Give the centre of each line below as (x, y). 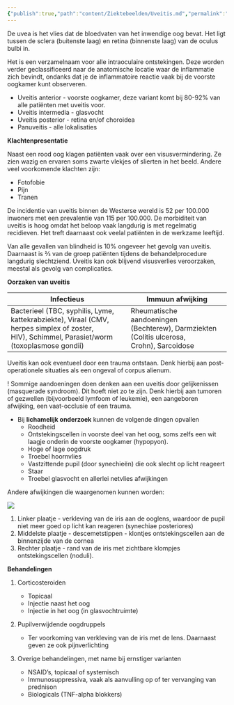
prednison (42, 687)
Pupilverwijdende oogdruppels (61, 624)
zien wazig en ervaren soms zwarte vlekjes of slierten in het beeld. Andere (114, 161)
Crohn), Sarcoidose (163, 345)
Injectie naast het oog (59, 603)
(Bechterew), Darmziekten (174, 328)
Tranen (28, 197)
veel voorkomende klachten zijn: (54, 168)
